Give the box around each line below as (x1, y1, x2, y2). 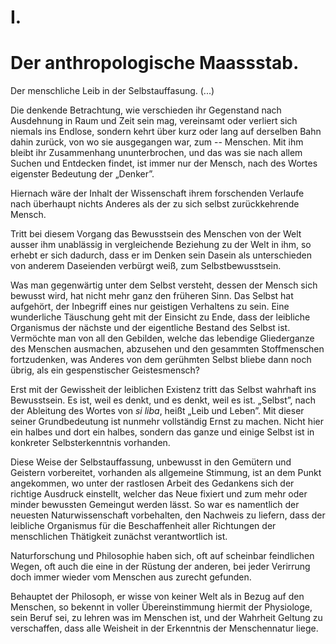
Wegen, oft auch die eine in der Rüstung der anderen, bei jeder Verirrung (10, 561, 311, 573)
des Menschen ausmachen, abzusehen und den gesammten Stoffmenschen (10, 343, 325, 355)
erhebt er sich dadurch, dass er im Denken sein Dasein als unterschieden (10, 249, 313, 261)
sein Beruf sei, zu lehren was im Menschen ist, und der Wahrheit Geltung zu (10, 612, 323, 624)
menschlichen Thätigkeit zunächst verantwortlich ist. (10, 531, 228, 543)
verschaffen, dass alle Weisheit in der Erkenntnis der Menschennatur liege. (10, 622, 319, 635)
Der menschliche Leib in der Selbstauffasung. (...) (10, 85, 215, 97)
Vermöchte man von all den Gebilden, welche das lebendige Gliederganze (10, 332, 315, 345)
